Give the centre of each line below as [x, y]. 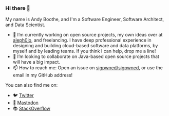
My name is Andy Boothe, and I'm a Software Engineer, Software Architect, [85, 20]
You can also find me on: [32, 85]
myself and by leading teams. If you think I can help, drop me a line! [84, 51]
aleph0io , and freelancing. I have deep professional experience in [82, 40]
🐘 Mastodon [25, 103]
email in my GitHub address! [43, 75]
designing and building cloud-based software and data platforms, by [85, 46]
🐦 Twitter [23, 95]
